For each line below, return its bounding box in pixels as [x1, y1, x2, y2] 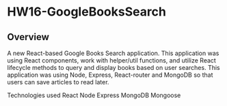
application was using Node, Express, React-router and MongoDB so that [7, 71, 213, 79]
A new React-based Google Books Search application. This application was [7, 49, 219, 57]
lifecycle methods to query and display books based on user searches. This [7, 64, 220, 71]
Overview [7, 31, 50, 43]
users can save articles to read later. [7, 78, 109, 86]
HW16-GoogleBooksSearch [7, 4, 166, 20]
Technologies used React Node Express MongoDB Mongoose [7, 91, 181, 99]
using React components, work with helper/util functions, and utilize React [7, 56, 217, 65]
